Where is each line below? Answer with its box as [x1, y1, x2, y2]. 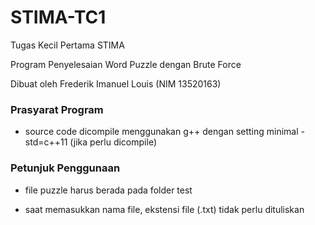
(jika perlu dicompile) [69, 136, 157, 148]
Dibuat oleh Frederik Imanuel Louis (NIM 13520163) [10, 77, 222, 90]
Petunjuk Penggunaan [10, 161, 121, 175]
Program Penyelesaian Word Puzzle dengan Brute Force [10, 58, 242, 70]
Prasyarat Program [10, 102, 104, 116]
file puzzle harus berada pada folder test [24, 184, 193, 196]
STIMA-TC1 [10, 6, 107, 29]
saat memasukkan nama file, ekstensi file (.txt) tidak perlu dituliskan [24, 203, 305, 215]
